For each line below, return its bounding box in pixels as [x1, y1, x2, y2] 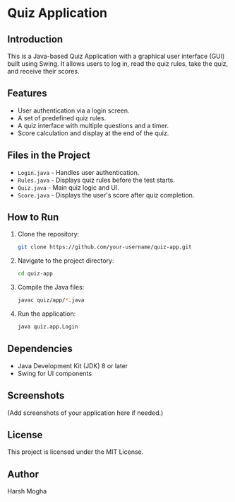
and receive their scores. [7, 67, 80, 75]
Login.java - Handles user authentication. [17, 168, 140, 176]
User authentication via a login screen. [17, 106, 130, 115]
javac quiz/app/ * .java [17, 297, 85, 304]
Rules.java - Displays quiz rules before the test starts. [17, 176, 175, 184]
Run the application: [17, 309, 76, 318]
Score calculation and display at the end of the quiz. [17, 129, 169, 137]
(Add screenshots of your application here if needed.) [7, 409, 164, 417]
